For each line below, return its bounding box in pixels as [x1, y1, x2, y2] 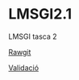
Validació [8, 62, 39, 73]
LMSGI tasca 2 [8, 32, 58, 41]
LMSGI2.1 [8, 5, 73, 23]
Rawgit [8, 47, 31, 57]
